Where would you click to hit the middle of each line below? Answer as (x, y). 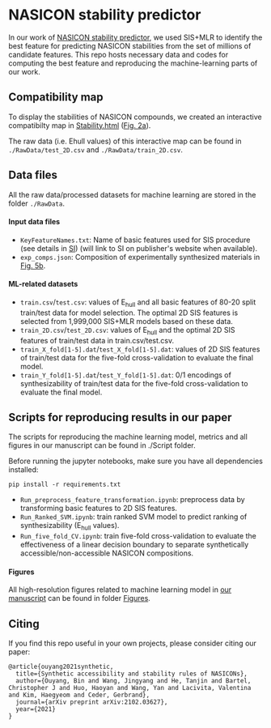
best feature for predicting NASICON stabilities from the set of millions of (130, 45)
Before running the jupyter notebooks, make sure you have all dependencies (135, 461)
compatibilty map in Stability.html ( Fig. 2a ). (80, 125)
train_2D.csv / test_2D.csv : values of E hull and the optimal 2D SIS (127, 331)
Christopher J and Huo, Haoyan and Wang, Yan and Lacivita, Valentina (130, 688)
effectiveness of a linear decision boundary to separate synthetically (134, 545)
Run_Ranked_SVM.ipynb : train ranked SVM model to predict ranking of (133, 517)
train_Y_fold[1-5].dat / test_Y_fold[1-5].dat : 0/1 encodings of (126, 375)
